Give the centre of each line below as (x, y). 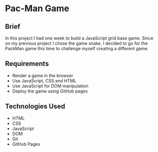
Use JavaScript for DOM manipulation (50, 86)
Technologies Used (35, 106)
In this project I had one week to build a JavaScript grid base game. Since (79, 38)
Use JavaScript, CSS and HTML (44, 80)
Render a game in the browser (43, 76)
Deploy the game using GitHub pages (50, 91)
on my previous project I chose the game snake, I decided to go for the (77, 43)
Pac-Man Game (37, 9)
